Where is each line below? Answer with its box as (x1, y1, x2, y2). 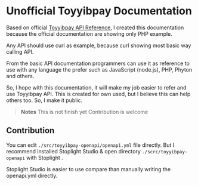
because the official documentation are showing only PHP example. (6, 30, 173, 37)
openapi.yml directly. (6, 172, 58, 179)
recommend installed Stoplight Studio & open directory (6, 147, 141, 155)
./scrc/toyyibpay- (142, 149, 188, 155)
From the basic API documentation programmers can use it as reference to (6, 60, 190, 67)
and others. (6, 72, 35, 79)
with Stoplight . (26, 154, 64, 161)
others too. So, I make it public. (6, 97, 82, 104)
